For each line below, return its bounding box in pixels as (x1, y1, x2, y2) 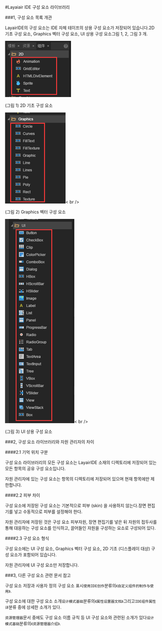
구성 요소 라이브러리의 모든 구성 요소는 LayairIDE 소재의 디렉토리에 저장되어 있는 (5, 460, 157, 465)
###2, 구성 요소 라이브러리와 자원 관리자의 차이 (5, 439, 94, 445)
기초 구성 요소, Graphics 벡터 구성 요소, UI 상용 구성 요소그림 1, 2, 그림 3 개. (5, 31, 148, 36)
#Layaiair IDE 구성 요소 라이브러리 (5, 4, 70, 10)
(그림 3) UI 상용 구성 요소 (5, 429, 52, 434)
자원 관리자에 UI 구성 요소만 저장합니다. (5, 562, 79, 568)
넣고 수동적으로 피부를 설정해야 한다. (14, 509, 83, 515)
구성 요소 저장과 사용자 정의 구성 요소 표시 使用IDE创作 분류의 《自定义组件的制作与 (5, 583, 150, 588)
